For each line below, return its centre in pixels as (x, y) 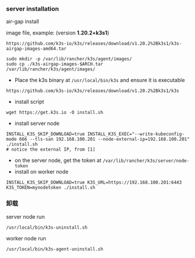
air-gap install (23, 22)
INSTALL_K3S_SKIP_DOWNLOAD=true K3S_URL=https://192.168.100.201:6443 (94, 183)
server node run (25, 216)
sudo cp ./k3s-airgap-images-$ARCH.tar (55, 64)
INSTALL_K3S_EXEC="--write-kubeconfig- (136, 134)
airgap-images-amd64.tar (36, 49)
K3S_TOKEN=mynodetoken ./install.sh (51, 188)
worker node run (26, 238)
